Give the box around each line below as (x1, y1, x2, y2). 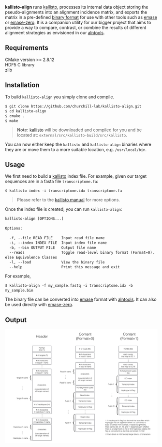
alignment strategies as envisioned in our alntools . (5, 30, 105, 35)
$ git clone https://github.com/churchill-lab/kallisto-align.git (5, 104, 142, 108)
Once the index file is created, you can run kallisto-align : (5, 206, 122, 212)
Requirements (5, 44, 48, 52)
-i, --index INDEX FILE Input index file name (9, 241, 107, 246)
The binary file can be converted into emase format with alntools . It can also (5, 296, 157, 302)
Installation (5, 81, 40, 89)
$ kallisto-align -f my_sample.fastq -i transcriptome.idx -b (5, 283, 133, 288)
